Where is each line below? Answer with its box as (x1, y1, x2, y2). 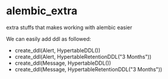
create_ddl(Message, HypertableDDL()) (14, 59, 112, 67)
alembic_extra (6, 4, 78, 18)
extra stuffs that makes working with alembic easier (6, 24, 132, 31)
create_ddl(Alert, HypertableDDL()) (14, 46, 101, 54)
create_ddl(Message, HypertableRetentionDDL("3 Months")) (14, 65, 163, 72)
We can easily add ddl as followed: (6, 35, 91, 42)
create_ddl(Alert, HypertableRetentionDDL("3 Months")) (14, 53, 152, 60)
